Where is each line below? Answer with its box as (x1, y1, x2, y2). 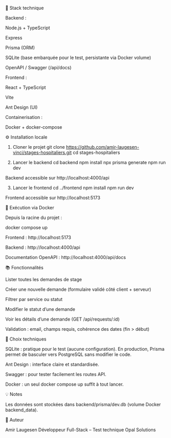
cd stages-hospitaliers (72, 149, 120, 155)
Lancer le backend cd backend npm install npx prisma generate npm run (12, 160, 166, 165)
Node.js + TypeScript (5, 25, 50, 31)
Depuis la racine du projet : (5, 214, 62, 221)
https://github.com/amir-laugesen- (66, 144, 139, 150)
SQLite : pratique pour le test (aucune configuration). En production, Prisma (5, 346, 165, 352)
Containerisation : (5, 114, 42, 120)
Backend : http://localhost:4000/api (5, 244, 80, 250)
